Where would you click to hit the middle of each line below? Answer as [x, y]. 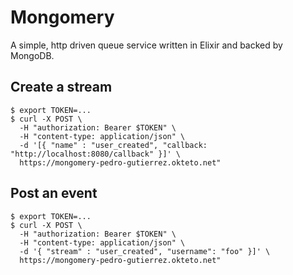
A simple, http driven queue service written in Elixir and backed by [146, 45]
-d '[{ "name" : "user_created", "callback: [113, 145]
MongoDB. [32, 55]
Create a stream [61, 87]
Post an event [54, 193]
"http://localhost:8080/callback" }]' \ [96, 154]
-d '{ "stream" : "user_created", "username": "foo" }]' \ [145, 251]
